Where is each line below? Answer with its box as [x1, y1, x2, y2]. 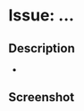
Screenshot [8, 90, 75, 105]
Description [8, 41, 75, 56]
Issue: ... [8, 5, 75, 26]
